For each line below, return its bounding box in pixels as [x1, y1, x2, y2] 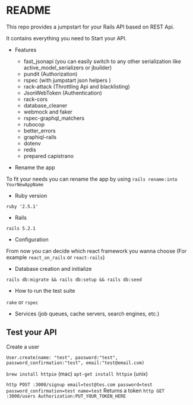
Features [14, 46, 37, 53]
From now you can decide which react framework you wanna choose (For [6, 247, 187, 254]
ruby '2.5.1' [6, 203, 39, 210]
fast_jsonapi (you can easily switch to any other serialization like [23, 58, 181, 65]
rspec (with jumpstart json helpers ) [23, 77, 111, 84]
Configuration [14, 236, 49, 243]
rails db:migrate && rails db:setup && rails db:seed [6, 277, 143, 283]
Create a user [6, 343, 40, 350]
